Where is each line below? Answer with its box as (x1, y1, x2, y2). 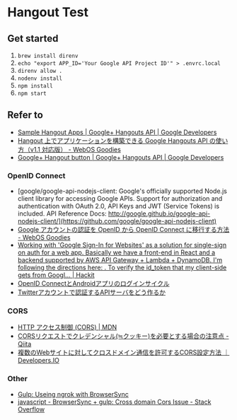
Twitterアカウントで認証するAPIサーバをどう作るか (17, 288, 166, 297)
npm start (17, 90, 47, 97)
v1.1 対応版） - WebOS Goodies (30, 145, 122, 153)
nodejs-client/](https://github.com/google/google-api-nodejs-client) (17, 217, 217, 226)
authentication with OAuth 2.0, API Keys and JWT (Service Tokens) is (17, 202, 220, 211)
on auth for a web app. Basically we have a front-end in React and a (17, 248, 216, 257)
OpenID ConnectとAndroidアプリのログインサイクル (17, 279, 170, 288)
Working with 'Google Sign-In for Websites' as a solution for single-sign (17, 241, 227, 250)
